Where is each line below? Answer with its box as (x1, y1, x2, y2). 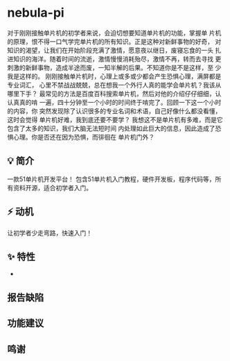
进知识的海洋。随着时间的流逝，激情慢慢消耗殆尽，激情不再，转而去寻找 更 (7, 54, 222, 63)
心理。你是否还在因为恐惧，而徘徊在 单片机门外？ (12, 133, 154, 141)
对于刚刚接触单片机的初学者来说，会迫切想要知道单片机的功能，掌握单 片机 (7, 28, 222, 37)
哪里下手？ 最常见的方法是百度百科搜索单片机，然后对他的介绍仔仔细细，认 (7, 89, 222, 98)
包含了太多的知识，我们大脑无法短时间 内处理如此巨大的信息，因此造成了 (7, 124, 215, 133)
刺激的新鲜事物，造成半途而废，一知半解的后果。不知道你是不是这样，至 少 (7, 63, 222, 72)
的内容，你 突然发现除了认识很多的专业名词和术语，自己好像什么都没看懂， (7, 106, 222, 115)
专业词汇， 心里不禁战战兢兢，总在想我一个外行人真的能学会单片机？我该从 (7, 81, 222, 89)
